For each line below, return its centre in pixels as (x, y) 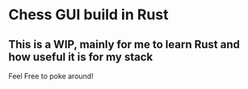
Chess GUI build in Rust (88, 15)
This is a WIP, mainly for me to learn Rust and (124, 44)
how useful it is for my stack (81, 57)
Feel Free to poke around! (51, 76)
